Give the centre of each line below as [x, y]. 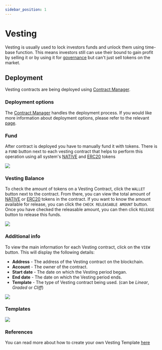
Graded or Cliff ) [28, 287]
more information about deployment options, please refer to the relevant [77, 118]
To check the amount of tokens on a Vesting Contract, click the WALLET [75, 189]
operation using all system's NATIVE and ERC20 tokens [60, 157]
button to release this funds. [33, 215]
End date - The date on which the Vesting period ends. [67, 277]
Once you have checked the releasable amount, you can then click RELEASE [80, 210]
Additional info [23, 236]
